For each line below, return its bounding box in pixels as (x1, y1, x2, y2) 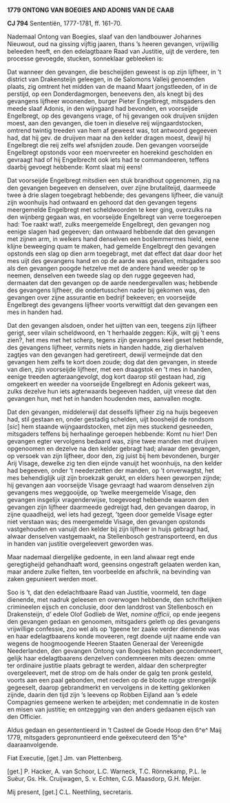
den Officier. (7, 713, 43, 720)
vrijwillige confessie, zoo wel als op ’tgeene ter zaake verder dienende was (7, 625, 220, 633)
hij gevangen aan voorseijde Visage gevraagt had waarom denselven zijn (7, 481, 215, 489)
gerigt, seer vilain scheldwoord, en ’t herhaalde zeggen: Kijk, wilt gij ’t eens (7, 328, 220, 337)
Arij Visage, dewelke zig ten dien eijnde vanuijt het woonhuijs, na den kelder (7, 459, 222, 467)
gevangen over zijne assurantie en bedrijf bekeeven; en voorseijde (7, 293, 196, 302)
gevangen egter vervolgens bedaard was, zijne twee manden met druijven (7, 437, 218, 445)
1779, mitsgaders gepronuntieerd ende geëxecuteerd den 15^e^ (7, 733, 187, 741)
